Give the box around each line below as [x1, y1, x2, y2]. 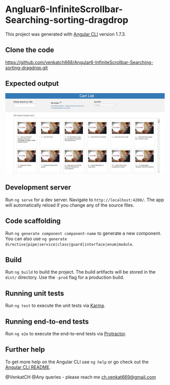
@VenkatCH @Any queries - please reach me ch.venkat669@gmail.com [5, 374, 156, 380]
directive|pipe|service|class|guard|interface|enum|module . [5, 241, 134, 247]
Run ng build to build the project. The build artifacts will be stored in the [5, 269, 156, 275]
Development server [5, 183, 71, 192]
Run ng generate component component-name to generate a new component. [5, 230, 162, 236]
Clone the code [5, 46, 54, 54]
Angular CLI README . [5, 364, 51, 370]
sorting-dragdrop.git [5, 64, 48, 70]
